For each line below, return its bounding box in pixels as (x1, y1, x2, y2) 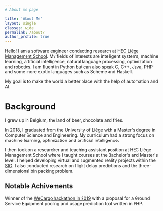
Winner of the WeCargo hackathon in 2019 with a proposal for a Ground (5, 195, 150, 201)
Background (5, 101, 56, 112)
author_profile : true (5, 35, 50, 39)
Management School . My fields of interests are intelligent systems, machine (5, 53, 159, 59)
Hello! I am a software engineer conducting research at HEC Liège (5, 48, 139, 54)
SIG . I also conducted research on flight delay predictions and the (5, 162, 138, 168)
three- (138, 162, 151, 168)
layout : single (5, 21, 36, 26)
